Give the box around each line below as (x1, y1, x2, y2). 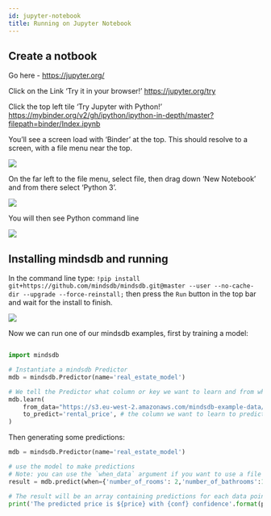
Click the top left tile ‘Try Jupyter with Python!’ (8, 102, 163, 111)
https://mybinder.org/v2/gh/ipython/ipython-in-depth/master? (8, 111, 215, 120)
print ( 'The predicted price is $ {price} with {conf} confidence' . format (8, 500, 258, 508)
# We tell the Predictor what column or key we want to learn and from (8, 388, 254, 396)
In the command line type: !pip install (8, 274, 140, 283)
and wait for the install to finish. (8, 298, 113, 308)
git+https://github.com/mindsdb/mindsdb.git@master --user (8, 282, 211, 291)
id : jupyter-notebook (8, 11, 81, 20)
